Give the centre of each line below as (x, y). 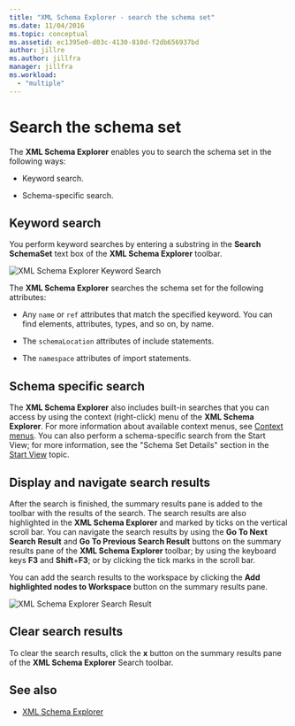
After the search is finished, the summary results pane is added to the (136, 504)
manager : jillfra (41, 67)
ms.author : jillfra (45, 58)
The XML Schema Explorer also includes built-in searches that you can (139, 407)
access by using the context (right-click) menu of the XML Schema (132, 417)
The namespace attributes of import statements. (106, 359)
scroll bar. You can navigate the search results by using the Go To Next (138, 532)
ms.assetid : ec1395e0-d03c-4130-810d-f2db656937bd (104, 42)
